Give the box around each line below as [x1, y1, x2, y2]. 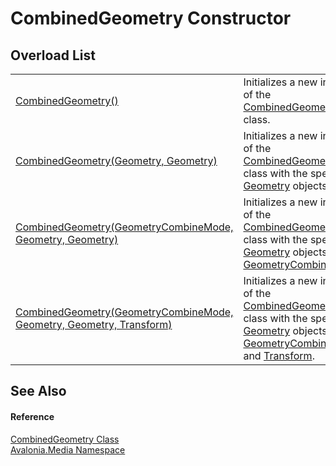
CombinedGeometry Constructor [10, 7, 292, 30]
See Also [10, 383, 67, 400]
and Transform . [243, 349, 315, 362]
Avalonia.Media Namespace [10, 443, 126, 456]
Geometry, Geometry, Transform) [15, 318, 173, 331]
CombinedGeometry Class [10, 433, 120, 445]
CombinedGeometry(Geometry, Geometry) [15, 154, 218, 167]
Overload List [10, 47, 96, 64]
